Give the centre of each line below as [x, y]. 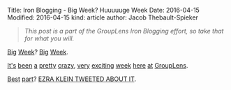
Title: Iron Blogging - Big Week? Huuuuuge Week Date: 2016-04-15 [104, 10]
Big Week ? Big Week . [38, 52]
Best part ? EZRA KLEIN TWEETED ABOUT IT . [72, 79]
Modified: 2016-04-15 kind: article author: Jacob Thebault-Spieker [103, 17]
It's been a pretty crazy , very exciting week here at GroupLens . [98, 65]
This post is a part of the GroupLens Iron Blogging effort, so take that [124, 31]
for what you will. [49, 38]
